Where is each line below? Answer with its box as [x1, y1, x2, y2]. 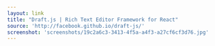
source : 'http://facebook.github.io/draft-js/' [7, 22, 145, 29]
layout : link [7, 9, 44, 17]
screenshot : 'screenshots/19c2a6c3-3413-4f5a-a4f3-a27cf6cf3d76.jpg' [7, 28, 210, 36]
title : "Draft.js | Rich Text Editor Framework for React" [7, 16, 179, 23]
